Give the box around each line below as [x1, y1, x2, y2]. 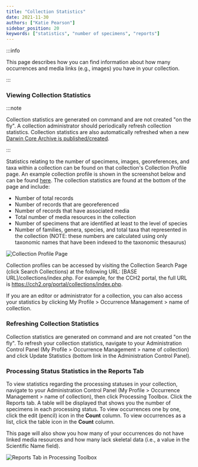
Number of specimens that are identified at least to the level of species [14, 220, 188, 227]
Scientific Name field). [6, 443, 60, 450]
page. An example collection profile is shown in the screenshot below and [6, 170, 186, 178]
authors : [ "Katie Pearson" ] [6, 20, 76, 26]
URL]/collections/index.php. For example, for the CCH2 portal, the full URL [6, 274, 187, 282]
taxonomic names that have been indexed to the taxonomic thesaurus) [14, 239, 187, 246]
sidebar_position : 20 [6, 25, 60, 31]
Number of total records [14, 195, 74, 202]
